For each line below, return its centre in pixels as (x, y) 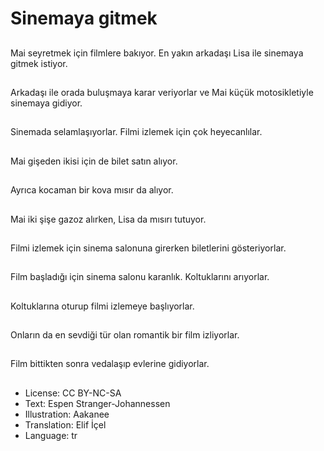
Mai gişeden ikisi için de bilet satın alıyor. (94, 161)
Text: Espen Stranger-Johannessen (97, 403)
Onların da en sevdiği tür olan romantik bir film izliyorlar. (125, 335)
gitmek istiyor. (39, 63)
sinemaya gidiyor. (46, 103)
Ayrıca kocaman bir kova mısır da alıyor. (92, 190)
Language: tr (51, 435)
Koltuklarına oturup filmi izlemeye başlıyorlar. (102, 306)
